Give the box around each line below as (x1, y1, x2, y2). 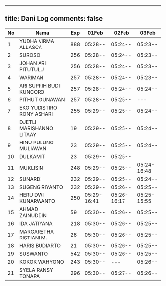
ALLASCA (19, 44, 42, 50)
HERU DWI (19, 191, 44, 198)
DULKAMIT (19, 153, 45, 160)
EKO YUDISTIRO (19, 104, 58, 111)
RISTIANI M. (19, 234, 47, 241)
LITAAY (19, 131, 37, 138)
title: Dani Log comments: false (5, 14, 103, 23)
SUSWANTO (19, 250, 48, 257)
